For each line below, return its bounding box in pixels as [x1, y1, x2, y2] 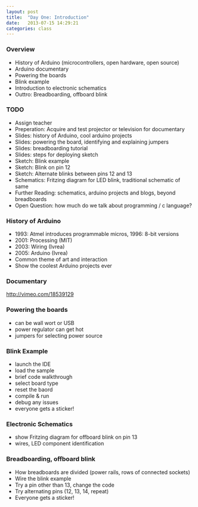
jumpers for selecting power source [14, 332, 103, 339]
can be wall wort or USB [14, 319, 75, 326]
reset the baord [14, 386, 53, 393]
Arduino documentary [14, 65, 69, 72]
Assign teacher [14, 119, 52, 126]
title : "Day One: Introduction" [6, 14, 89, 20]
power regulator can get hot [14, 326, 84, 333]
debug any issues [14, 399, 58, 406]
